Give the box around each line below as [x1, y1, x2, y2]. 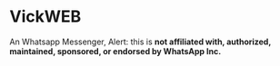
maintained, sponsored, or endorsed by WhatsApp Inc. [9, 45, 222, 56]
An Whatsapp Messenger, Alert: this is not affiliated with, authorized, [9, 36, 271, 47]
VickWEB [9, 6, 82, 27]
